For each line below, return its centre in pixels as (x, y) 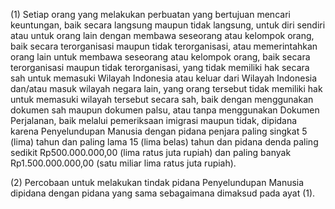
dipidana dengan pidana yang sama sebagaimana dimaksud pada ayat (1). (163, 193)
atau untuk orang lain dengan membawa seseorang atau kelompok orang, (162, 35)
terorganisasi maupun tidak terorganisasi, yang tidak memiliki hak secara (160, 67)
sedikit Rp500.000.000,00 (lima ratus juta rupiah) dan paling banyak (151, 152)
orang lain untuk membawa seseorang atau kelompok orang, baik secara (160, 57)
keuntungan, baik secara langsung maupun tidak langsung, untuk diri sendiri (168, 25)
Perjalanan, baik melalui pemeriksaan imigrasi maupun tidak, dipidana (154, 120)
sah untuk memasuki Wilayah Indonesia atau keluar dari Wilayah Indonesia (164, 78)
